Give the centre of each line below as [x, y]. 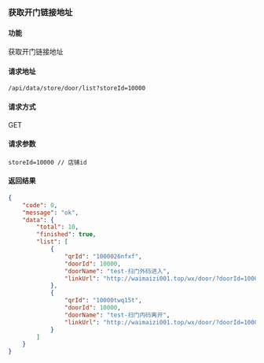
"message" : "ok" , [51, 213]
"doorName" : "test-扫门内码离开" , [117, 315]
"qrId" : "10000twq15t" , [103, 301]
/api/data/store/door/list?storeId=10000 [77, 88]
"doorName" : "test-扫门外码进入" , [117, 271]
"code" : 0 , [40, 205]
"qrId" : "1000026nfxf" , [103, 256]
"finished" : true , [66, 235]
